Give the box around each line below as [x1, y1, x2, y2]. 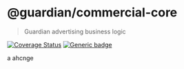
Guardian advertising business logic [23, 27, 126, 36]
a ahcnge [7, 53, 34, 62]
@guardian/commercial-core [7, 5, 178, 20]
